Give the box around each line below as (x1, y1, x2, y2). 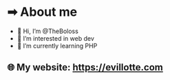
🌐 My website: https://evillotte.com (7, 61, 164, 73)
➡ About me (7, 4, 78, 20)
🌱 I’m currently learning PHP (17, 41, 98, 50)
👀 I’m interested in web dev (17, 34, 95, 42)
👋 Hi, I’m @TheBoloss (17, 27, 79, 35)
